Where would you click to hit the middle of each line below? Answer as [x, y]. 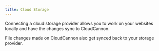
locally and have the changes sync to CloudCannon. [57, 28]
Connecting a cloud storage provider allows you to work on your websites [79, 23]
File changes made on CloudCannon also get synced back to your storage [80, 38]
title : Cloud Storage [27, 9]
